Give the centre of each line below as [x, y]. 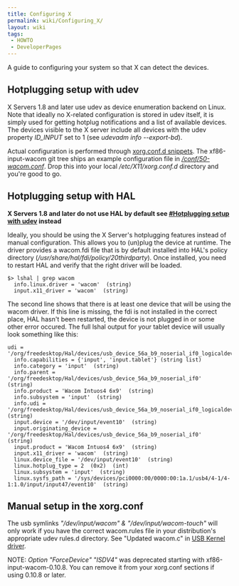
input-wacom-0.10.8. [38, 567]
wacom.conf [26, 166]
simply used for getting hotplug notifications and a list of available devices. [117, 122]
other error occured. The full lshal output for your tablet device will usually [116, 327]
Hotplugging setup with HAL [71, 196]
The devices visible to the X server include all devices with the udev [107, 130]
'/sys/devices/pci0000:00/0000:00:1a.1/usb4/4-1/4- [153, 478]
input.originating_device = [55, 428]
